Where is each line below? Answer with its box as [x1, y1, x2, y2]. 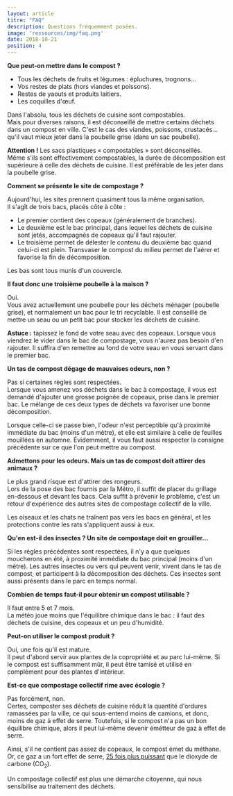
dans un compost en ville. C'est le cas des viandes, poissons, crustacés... [7, 126, 218, 133]
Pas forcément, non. [7, 695, 65, 702]
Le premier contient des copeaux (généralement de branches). [17, 216, 197, 224]
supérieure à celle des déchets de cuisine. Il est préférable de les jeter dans [7, 161, 224, 169]
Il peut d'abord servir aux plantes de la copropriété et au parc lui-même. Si [7, 653, 221, 661]
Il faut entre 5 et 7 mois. [7, 604, 75, 612]
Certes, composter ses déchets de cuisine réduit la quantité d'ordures [7, 702, 207, 710]
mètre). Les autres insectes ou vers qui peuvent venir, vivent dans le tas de [7, 562, 222, 570]
